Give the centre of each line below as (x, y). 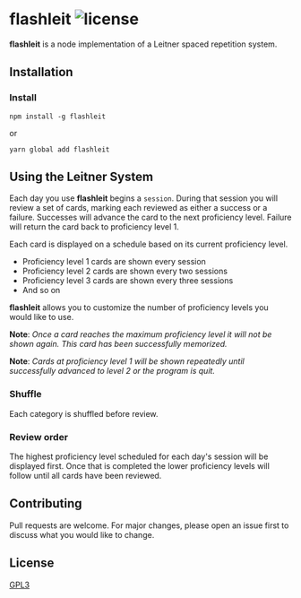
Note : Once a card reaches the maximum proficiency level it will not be (141, 334)
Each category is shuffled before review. (84, 413)
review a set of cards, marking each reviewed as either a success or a (138, 208)
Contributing (46, 503)
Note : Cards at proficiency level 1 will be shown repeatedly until (127, 361)
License (32, 563)
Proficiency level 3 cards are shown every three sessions (128, 281)
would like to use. (42, 317)
